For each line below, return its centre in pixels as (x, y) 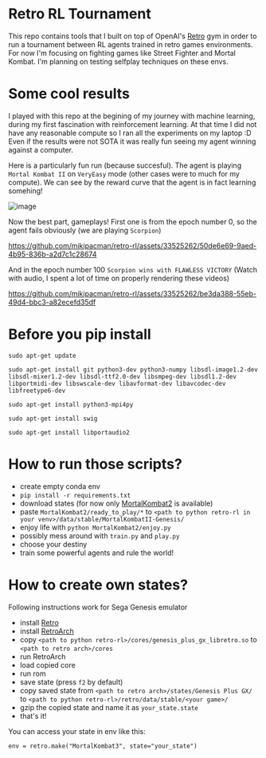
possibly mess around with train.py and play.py (100, 535)
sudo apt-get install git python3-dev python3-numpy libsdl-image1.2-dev (133, 369)
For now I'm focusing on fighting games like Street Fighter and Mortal (122, 53)
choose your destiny (53, 544)
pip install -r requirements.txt (75, 495)
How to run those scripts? (96, 464)
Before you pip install (80, 334)
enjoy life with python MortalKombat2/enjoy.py (95, 527)
